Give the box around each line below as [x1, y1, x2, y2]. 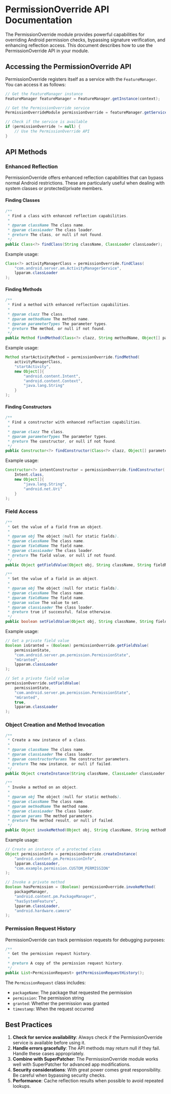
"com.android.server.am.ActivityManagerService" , [14, 266, 122, 271]
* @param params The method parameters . [7, 813, 95, 819]
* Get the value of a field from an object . [7, 524, 103, 529]
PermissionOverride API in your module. [5, 48, 89, 54]
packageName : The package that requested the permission [12, 989, 132, 995]
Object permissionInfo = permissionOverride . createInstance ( [5, 851, 138, 856]
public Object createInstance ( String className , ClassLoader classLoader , [5, 771, 167, 776]
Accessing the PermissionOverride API [5, 62, 131, 71]
